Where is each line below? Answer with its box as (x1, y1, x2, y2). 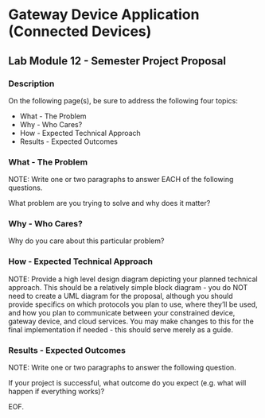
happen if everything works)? (8, 387, 105, 397)
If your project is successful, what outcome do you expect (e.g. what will (8, 378, 247, 388)
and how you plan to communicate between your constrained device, (8, 308, 236, 317)
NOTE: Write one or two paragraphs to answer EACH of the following (8, 175, 234, 184)
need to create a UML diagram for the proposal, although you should (8, 291, 233, 300)
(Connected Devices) (8, 22, 152, 41)
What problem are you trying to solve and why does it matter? (8, 199, 211, 208)
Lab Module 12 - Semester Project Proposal (8, 54, 227, 68)
